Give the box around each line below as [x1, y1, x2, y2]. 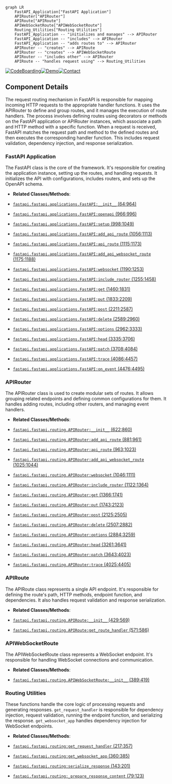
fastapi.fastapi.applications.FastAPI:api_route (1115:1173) [12, 241, 142, 247]
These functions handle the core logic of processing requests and [5, 701, 145, 707]
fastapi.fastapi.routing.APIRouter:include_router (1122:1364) [12, 482, 149, 488]
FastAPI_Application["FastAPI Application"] [14, 9, 111, 14]
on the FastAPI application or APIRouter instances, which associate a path [5, 118, 162, 124]
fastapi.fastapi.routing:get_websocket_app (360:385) [12, 753, 130, 759]
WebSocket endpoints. [5, 723, 53, 730]
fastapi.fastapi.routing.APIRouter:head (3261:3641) [12, 541, 127, 548]
